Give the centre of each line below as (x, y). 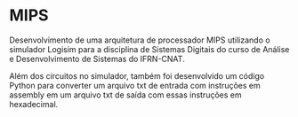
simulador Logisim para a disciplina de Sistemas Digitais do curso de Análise (149, 49)
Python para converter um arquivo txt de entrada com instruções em (135, 85)
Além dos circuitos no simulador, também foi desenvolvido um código (137, 75)
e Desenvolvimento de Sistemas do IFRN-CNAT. (97, 58)
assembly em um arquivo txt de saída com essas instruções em (125, 95)
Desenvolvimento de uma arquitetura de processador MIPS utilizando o (140, 40)
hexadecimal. (34, 104)
